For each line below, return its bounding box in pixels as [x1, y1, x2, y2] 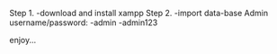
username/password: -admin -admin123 [9, 17, 158, 28]
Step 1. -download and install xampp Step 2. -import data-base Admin [9, 8, 268, 18]
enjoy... [9, 35, 37, 45]
